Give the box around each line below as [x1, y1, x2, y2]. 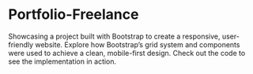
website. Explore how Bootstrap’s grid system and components [35, 39, 240, 49]
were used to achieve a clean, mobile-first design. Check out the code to [8, 48, 246, 57]
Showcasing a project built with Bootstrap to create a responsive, [8, 31, 221, 41]
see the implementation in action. [8, 57, 117, 66]
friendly [8, 39, 34, 49]
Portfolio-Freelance [8, 6, 139, 24]
